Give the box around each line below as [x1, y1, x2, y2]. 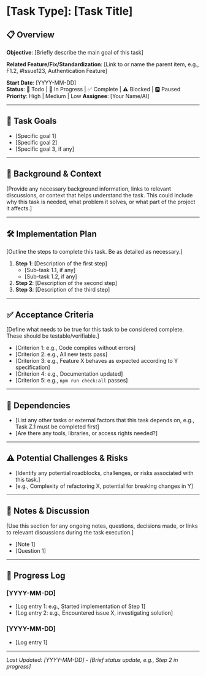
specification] [15, 363, 50, 371]
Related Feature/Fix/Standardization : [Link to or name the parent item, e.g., [6, 61, 199, 68]
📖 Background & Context [6, 169, 102, 179]
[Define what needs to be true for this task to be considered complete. [6, 326, 184, 333]
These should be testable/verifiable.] [6, 332, 99, 340]
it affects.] [6, 204, 32, 212]
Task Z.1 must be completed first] [15, 423, 99, 430]
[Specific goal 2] [15, 139, 58, 146]
